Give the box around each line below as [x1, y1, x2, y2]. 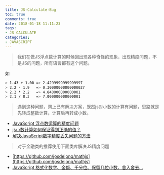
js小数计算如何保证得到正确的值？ [12, 127, 81, 133]
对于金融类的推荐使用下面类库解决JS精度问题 [17, 143, 110, 149]
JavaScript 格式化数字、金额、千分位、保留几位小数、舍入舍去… [12, 165, 143, 171]
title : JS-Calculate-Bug [5, 7, 56, 12]
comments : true [5, 16, 37, 21]
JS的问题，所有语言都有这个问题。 [21, 60, 92, 66]
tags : [5, 26, 16, 31]
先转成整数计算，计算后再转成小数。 [17, 110, 91, 116]
